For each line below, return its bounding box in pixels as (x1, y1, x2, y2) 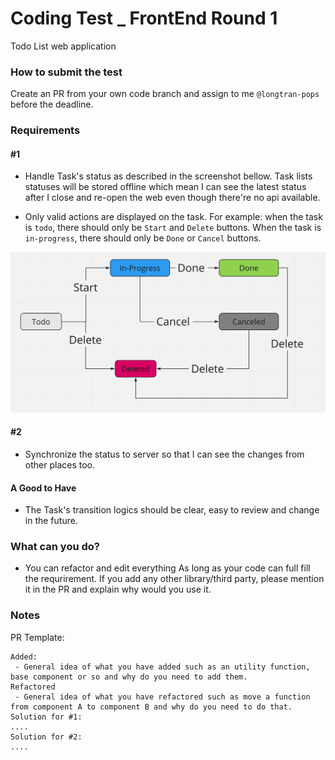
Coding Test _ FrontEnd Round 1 (10, 7, 278, 30)
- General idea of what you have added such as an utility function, (14, 662, 311, 672)
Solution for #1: (10, 712, 83, 722)
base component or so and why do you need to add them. (10, 672, 248, 682)
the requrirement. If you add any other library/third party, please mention (24, 573, 325, 585)
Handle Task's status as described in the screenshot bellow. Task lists (24, 170, 313, 182)
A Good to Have (10, 482, 77, 494)
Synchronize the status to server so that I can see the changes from (24, 448, 305, 460)
